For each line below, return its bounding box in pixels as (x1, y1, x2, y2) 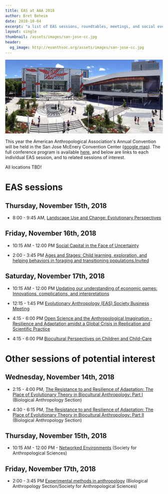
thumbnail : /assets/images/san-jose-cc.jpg (5, 34, 97, 39)
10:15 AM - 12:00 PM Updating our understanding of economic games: (12, 285, 157, 291)
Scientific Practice (12, 325, 50, 332)
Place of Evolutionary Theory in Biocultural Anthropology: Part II (12, 411, 144, 417)
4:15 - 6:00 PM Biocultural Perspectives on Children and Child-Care (12, 335, 152, 341)
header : (5, 40, 21, 45)
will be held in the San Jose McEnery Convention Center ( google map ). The (5, 144, 161, 149)
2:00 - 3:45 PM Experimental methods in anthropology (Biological (12, 478, 148, 484)
